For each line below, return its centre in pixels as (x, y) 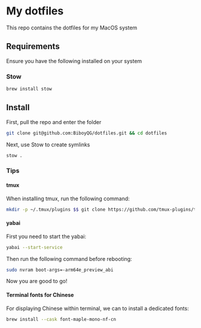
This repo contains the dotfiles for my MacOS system (72, 28)
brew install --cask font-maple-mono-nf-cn (61, 319)
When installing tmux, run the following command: (68, 198)
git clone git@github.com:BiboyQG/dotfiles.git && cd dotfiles (87, 133)
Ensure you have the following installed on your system (74, 61)
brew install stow (29, 89)
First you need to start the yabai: (46, 236)
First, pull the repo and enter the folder (54, 122)
